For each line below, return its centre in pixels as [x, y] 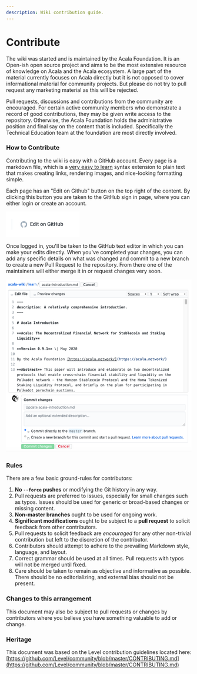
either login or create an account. [46, 203]
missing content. [35, 509]
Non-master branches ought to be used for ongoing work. [86, 514]
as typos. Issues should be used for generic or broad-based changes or [102, 502]
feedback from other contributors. [56, 527]
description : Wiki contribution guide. [55, 12]
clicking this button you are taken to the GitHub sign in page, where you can [98, 197]
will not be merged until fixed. [51, 565]
